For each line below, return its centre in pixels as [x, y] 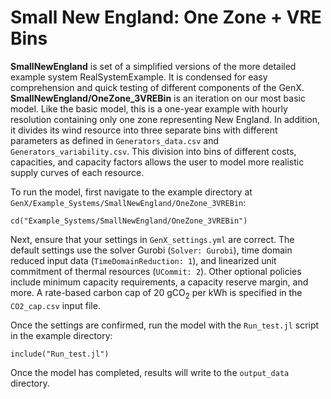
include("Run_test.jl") [60, 354]
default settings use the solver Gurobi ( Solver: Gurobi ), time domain [151, 250]
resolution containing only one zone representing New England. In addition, [165, 119]
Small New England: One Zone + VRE [166, 17]
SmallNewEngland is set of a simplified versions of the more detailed [153, 66]
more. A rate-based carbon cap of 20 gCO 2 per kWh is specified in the [156, 293]
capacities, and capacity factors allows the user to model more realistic [157, 162]
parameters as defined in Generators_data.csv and [115, 140]
